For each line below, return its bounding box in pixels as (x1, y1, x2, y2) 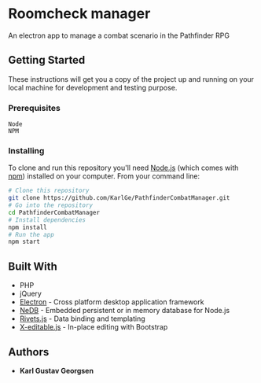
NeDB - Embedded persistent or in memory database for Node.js (19, 306, 230, 315)
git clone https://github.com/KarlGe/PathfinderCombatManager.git (8, 194, 230, 202)
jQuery (19, 289, 42, 299)
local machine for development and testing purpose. (8, 83, 178, 92)
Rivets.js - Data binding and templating (19, 314, 145, 323)
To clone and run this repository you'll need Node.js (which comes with (8, 163, 239, 173)
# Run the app (8, 230, 55, 238)
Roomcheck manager (8, 5, 151, 23)
